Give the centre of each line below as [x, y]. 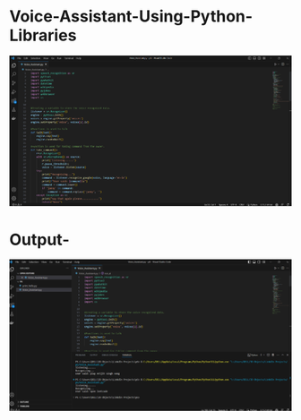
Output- [39, 240]
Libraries [43, 35]
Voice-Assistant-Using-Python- [131, 17]
